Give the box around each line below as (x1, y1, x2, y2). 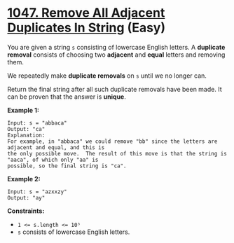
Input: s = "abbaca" (7, 119, 68, 127)
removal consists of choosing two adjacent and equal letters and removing (7, 50, 226, 59)
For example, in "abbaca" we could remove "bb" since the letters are (7, 138, 218, 145)
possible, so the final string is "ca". (7, 162, 128, 169)
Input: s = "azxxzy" (7, 188, 68, 195)
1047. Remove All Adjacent (7, 5, 165, 21)
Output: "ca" (7, 125, 46, 132)
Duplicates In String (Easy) (7, 20, 166, 36)
